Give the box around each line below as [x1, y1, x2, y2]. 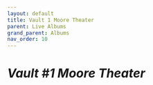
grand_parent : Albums [7, 29, 70, 37]
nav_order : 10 [7, 36, 48, 43]
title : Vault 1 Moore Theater [7, 17, 95, 23]
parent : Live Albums [7, 23, 67, 30]
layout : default [7, 10, 54, 17]
